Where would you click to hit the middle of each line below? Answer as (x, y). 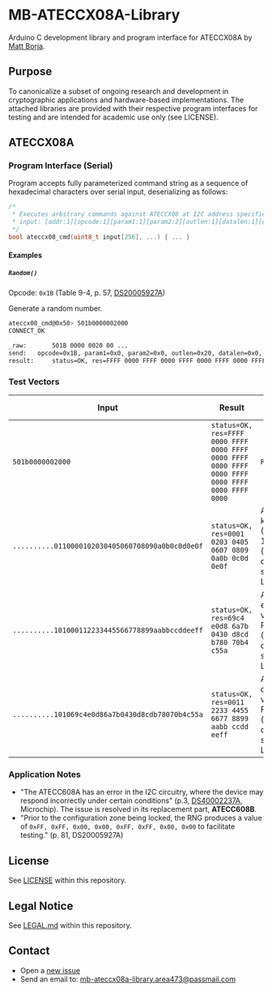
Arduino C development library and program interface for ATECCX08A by (130, 37)
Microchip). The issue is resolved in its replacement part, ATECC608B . (138, 809)
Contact (29, 951)
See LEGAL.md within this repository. (70, 925)
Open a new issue (50, 970)
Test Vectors (34, 382)
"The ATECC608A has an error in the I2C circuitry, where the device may (142, 792)
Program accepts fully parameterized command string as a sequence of (128, 183)
